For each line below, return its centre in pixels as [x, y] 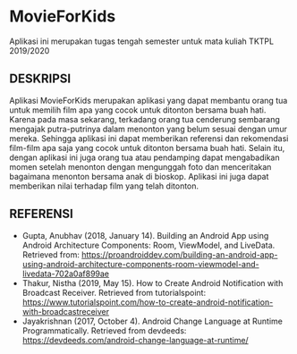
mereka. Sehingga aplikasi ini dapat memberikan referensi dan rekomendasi [149, 138]
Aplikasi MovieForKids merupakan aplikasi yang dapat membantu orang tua [148, 100]
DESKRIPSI [40, 79]
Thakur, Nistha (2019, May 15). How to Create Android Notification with [153, 282]
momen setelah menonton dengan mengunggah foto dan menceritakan [140, 166]
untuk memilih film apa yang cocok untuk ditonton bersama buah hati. [138, 110]
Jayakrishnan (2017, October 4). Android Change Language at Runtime [153, 321]
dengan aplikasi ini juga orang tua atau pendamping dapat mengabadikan [144, 157]
